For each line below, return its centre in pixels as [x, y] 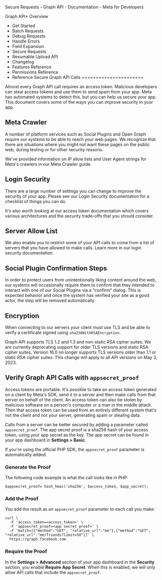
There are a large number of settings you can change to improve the [73, 191]
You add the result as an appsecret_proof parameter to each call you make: [80, 509]
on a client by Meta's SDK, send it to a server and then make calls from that [81, 394]
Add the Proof [22, 499]
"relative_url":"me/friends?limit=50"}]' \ [50, 535]
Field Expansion [28, 46]
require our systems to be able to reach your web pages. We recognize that [81, 139]
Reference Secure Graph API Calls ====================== [78, 77]
